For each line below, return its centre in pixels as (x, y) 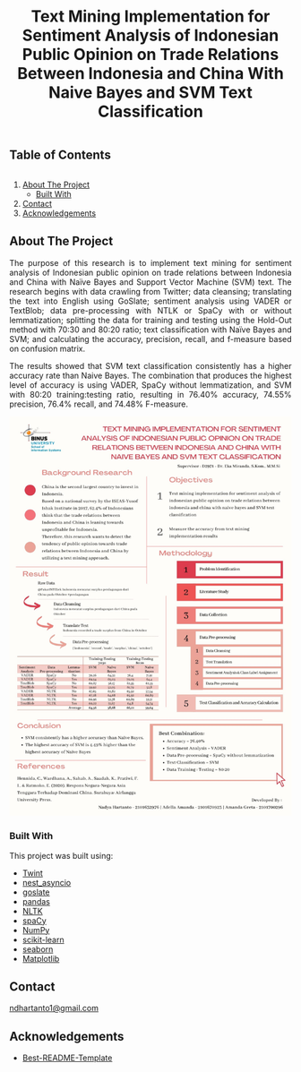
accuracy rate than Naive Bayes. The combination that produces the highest (150, 375)
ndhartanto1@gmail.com (54, 1008)
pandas (36, 901)
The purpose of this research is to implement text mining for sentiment (150, 262)
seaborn (38, 949)
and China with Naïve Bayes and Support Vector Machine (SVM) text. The (150, 282)
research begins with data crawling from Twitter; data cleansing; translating (150, 291)
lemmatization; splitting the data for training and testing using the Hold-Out (150, 320)
